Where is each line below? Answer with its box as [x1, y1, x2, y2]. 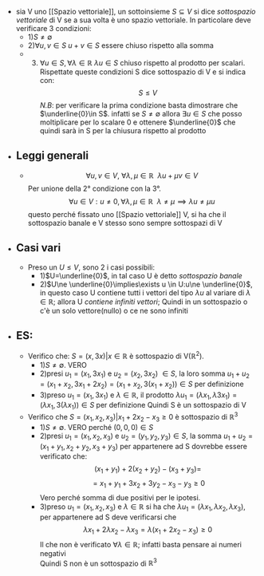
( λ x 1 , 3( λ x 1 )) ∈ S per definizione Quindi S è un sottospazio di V [39, 400, 247, 412]
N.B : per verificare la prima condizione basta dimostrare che [39, 101, 238, 110]
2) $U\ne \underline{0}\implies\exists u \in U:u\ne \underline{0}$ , [39, 279, 253, 289]
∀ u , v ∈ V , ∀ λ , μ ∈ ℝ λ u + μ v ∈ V [85, 171, 199, 180]
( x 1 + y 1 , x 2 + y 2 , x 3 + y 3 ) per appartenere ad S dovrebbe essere [39, 441, 247, 453]
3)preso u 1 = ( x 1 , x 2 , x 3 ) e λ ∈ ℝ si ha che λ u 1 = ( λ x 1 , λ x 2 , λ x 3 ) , [39, 502, 246, 513]
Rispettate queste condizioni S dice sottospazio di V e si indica [39, 67, 246, 77]
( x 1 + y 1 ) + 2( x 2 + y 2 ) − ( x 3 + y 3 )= [94, 464, 202, 475]
